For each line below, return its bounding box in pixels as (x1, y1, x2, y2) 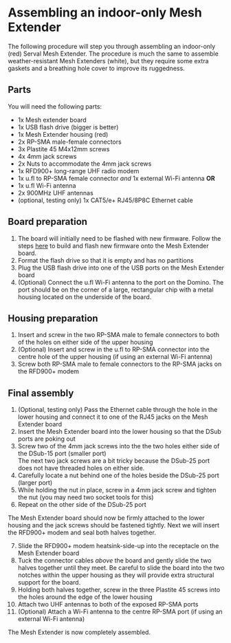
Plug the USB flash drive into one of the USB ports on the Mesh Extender (17, 263, 225, 272)
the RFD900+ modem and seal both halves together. (8, 528, 157, 537)
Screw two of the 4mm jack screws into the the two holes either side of (17, 442, 220, 450)
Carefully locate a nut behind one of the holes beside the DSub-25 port (17, 471, 219, 479)
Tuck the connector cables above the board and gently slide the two (17, 556, 212, 565)
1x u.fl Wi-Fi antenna (17, 181, 76, 190)
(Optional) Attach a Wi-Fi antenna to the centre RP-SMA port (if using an (17, 607, 223, 616)
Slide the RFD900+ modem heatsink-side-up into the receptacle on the (17, 542, 219, 550)
